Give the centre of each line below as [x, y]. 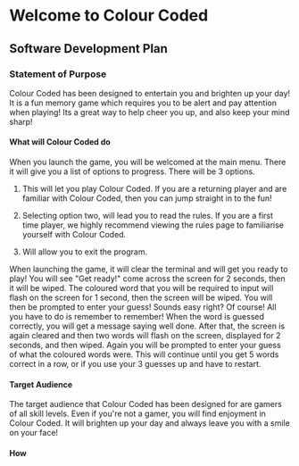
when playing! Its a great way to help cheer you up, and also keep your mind [149, 112]
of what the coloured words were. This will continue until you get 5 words [144, 354]
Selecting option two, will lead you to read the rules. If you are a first [148, 216]
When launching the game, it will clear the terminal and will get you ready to [149, 270]
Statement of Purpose [58, 74]
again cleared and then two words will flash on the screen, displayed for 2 [145, 336]
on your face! [34, 433]
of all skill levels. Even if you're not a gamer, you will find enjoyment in [137, 414]
